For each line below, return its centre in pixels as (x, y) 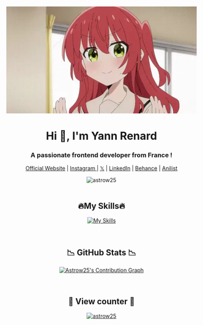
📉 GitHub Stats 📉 (102, 253)
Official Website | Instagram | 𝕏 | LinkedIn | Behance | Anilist (102, 169)
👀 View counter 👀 (102, 301)
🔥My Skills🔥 (102, 206)
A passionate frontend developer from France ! (102, 155)
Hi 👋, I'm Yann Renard (102, 136)
